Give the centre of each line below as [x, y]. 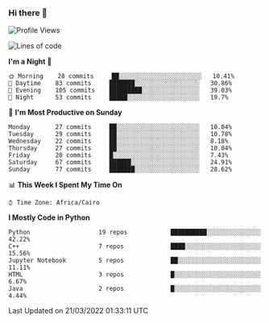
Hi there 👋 [28, 13]
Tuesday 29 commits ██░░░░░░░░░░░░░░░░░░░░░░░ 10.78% [120, 135]
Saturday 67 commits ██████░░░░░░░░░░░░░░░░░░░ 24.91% [120, 163]
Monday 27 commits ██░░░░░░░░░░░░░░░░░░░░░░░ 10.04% [120, 127]
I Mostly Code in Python [49, 217]
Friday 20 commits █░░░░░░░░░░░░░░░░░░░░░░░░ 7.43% [118, 155]
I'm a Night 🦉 [30, 62]
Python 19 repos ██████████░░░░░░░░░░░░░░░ [135, 233]
